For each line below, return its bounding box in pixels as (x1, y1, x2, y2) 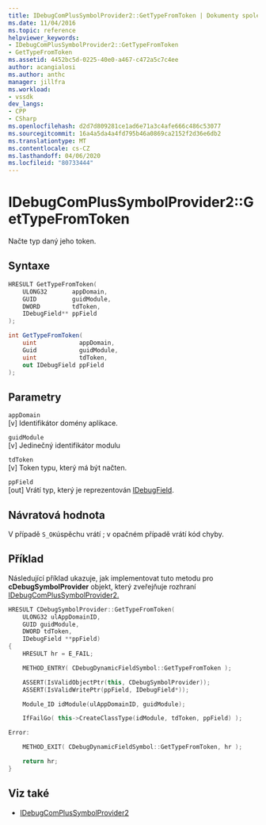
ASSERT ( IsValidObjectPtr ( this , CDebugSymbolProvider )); (22, 678, 211, 686)
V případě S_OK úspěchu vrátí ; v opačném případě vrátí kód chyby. (8, 529, 224, 539)
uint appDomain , (22, 339, 115, 347)
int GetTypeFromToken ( (8, 332, 83, 340)
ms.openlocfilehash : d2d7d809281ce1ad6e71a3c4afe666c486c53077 (8, 122, 222, 130)
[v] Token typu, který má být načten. (8, 463, 127, 473)
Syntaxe (8, 259, 50, 273)
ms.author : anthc (8, 71, 66, 79)
